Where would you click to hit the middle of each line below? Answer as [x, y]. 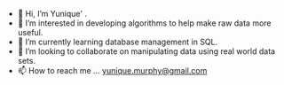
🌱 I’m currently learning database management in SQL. [118, 42]
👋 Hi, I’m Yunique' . [52, 14]
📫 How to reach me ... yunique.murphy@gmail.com [112, 70]
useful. [30, 32]
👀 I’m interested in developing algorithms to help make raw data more [145, 23]
